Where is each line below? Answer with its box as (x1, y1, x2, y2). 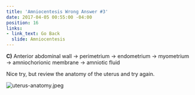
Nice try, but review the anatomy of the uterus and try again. (6, 71, 155, 77)
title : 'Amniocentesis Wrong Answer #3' (6, 8, 109, 15)
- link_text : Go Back (6, 31, 60, 37)
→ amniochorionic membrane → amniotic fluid (6, 59, 120, 66)
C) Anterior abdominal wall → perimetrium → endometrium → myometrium (6, 53, 190, 59)
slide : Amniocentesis (11, 36, 66, 42)
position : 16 (6, 20, 39, 26)
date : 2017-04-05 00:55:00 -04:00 (6, 14, 93, 20)
